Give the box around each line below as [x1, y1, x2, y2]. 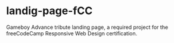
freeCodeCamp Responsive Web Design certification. [6, 29, 138, 37]
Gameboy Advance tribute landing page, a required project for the [6, 24, 169, 31]
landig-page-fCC [6, 4, 93, 18]
